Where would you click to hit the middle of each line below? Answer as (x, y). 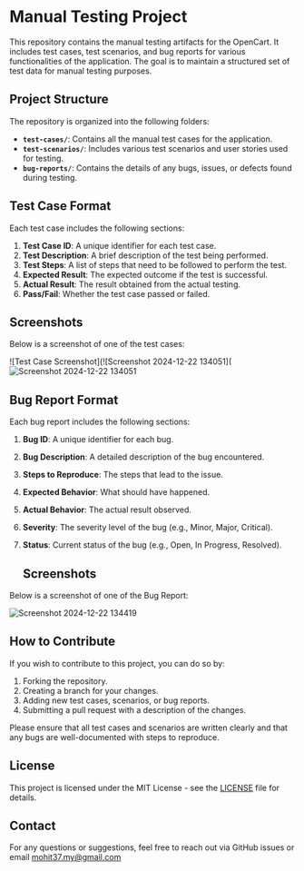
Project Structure (59, 99)
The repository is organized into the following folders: (110, 121)
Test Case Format (60, 206)
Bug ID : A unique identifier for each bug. (98, 440)
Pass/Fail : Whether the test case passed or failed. (116, 293)
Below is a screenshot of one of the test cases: (97, 344)
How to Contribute (63, 642)
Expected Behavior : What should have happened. (116, 492)
